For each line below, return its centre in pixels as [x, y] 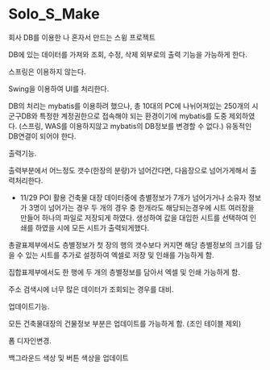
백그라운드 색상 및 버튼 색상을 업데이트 [69, 358]
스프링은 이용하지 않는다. [47, 71]
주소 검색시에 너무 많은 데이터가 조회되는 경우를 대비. [91, 289]
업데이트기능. [29, 306]
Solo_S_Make [54, 14]
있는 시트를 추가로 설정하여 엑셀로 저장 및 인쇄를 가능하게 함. [120, 255]
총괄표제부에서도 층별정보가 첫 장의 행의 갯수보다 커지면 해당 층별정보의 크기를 [131, 245]
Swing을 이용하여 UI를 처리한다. [59, 89]
